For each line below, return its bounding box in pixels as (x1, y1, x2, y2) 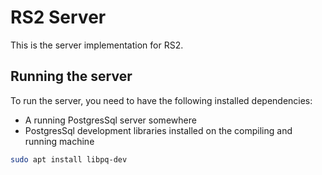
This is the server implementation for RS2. (10, 39, 184, 51)
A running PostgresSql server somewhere (24, 114, 197, 126)
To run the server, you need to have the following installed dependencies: (10, 94, 313, 106)
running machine (24, 135, 95, 147)
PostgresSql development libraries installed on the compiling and (24, 124, 293, 136)
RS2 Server (10, 6, 107, 29)
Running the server (10, 68, 133, 85)
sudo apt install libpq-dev (10, 154, 128, 165)
